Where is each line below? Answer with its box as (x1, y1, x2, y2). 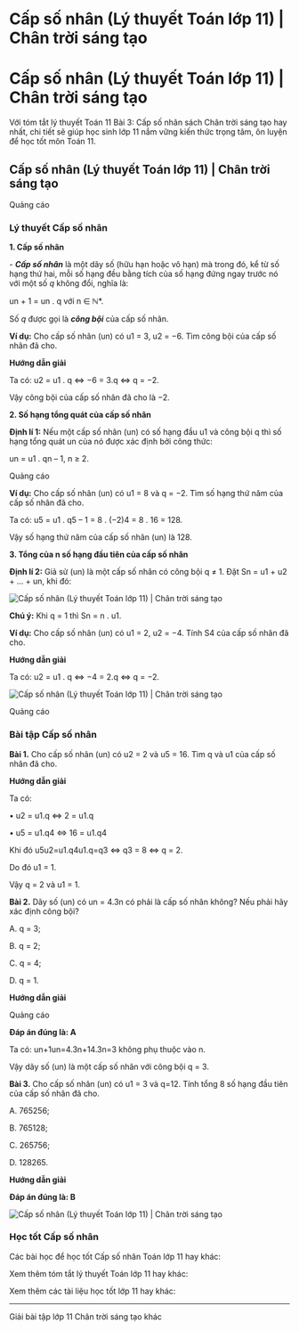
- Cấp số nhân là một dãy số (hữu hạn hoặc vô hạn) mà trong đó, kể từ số (9, 259, 280, 270)
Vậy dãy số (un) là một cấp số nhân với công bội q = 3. (9, 1061, 209, 1072)
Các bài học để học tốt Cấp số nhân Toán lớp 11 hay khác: (9, 1251, 221, 1262)
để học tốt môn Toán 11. (9, 136, 96, 147)
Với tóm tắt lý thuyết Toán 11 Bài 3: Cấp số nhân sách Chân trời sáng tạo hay (9, 117, 287, 128)
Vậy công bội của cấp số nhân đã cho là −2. (9, 392, 171, 403)
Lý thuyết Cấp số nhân (9, 221, 109, 233)
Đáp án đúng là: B (9, 1191, 76, 1202)
